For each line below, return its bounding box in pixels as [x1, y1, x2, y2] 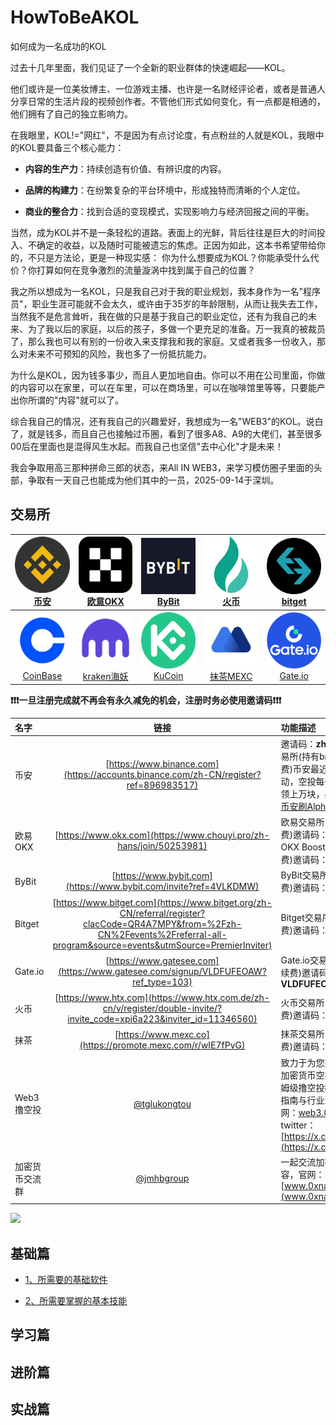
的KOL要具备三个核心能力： [10, 141, 125, 153]
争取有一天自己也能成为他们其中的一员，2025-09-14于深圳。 [27, 474, 280, 486]
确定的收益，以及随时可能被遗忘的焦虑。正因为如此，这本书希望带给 [36, 239, 317, 251]
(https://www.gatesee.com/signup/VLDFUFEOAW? [58, 965, 267, 977]
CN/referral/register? [119, 907, 206, 919]
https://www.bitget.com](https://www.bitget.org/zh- [55, 896, 273, 908]
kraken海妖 [82, 670, 129, 682]
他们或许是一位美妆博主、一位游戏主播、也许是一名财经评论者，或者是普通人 [10, 82, 326, 95]
